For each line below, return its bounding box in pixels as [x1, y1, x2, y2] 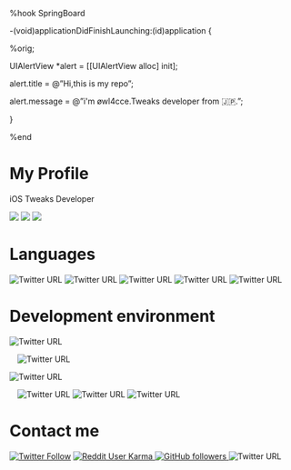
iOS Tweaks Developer [9, 193, 95, 204]
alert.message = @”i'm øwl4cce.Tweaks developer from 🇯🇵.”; [9, 95, 244, 106]
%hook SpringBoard [9, 8, 85, 18]
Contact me [9, 421, 100, 441]
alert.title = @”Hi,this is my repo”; [9, 78, 134, 89]
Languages [9, 245, 95, 265]
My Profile [9, 164, 89, 185]
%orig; [9, 43, 35, 54]
